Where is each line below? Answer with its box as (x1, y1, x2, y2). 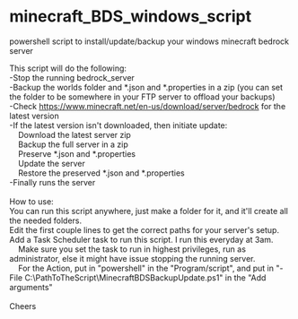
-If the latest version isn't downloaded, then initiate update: (9, 119, 228, 131)
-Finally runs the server (9, 177, 96, 187)
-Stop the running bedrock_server (9, 72, 135, 82)
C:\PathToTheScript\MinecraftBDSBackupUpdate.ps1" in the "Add (24, 272, 267, 283)
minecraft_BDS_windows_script (9, 6, 252, 27)
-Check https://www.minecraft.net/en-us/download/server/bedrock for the (9, 100, 286, 111)
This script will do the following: (9, 63, 127, 73)
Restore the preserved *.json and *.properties (17, 168, 186, 178)
